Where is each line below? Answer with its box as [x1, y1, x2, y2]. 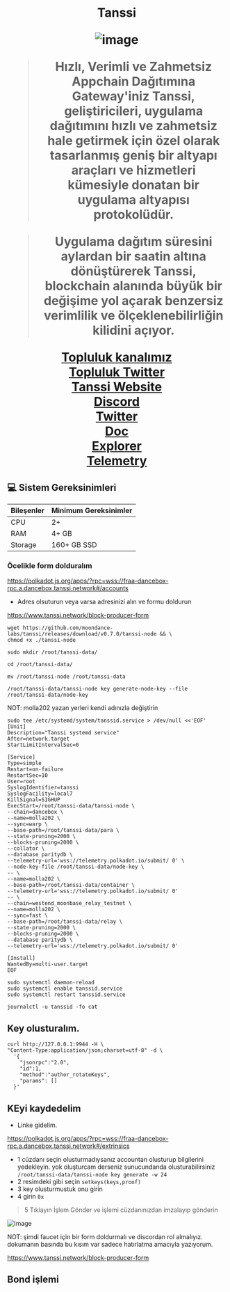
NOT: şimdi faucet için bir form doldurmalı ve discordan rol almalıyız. [7, 1232, 203, 1240]
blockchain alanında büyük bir [44, 278, 222, 294]
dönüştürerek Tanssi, [70, 263, 197, 279]
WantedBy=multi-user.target [7, 961, 89, 968]
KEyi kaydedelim [7, 1102, 81, 1114]
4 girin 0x [17, 1192, 44, 1200]
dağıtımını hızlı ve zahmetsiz [49, 118, 217, 134]
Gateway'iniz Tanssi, [72, 88, 196, 104]
